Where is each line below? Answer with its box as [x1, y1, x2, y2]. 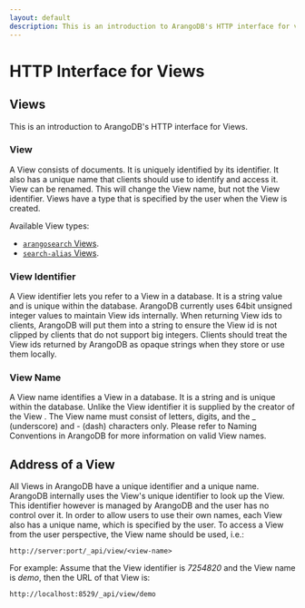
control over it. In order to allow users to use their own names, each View [9, 510, 283, 521]
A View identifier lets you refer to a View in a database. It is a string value [9, 291, 283, 302]
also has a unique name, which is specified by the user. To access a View [9, 519, 284, 531]
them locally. [9, 348, 57, 359]
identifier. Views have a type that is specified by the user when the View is [9, 192, 288, 204]
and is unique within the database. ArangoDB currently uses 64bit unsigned [9, 300, 293, 311]
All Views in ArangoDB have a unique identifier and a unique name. [9, 481, 260, 492]
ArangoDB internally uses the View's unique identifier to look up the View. [9, 491, 285, 502]
